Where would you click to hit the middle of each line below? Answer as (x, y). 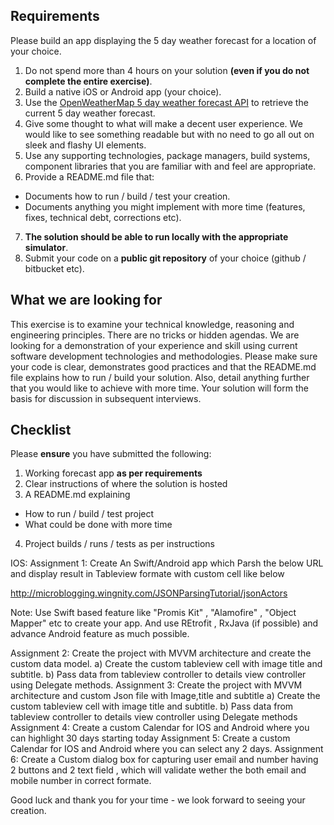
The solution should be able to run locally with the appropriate (156, 236)
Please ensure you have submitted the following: (111, 454)
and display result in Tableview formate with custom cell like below (147, 574)
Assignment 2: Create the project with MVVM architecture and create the (161, 653)
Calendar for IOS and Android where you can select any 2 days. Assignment (167, 749)
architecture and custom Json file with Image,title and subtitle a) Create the (165, 696)
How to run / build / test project (89, 514)
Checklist (41, 430)
